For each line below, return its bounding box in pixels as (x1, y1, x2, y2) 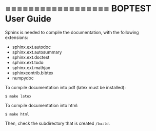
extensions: (5, 35, 28, 40)
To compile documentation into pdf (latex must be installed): (5, 84, 126, 90)
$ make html (5, 112, 29, 117)
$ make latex (5, 94, 32, 99)
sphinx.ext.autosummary (12, 49, 62, 55)
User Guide (5, 13, 52, 24)
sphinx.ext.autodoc (12, 44, 51, 50)
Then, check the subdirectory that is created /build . (5, 120, 110, 126)
